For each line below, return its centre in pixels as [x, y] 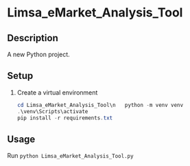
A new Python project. [38, 54]
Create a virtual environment [57, 92]
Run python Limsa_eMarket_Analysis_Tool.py [70, 156]
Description [33, 38]
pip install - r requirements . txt [65, 118]
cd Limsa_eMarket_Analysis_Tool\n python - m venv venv [100, 105]
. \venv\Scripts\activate [52, 111]
